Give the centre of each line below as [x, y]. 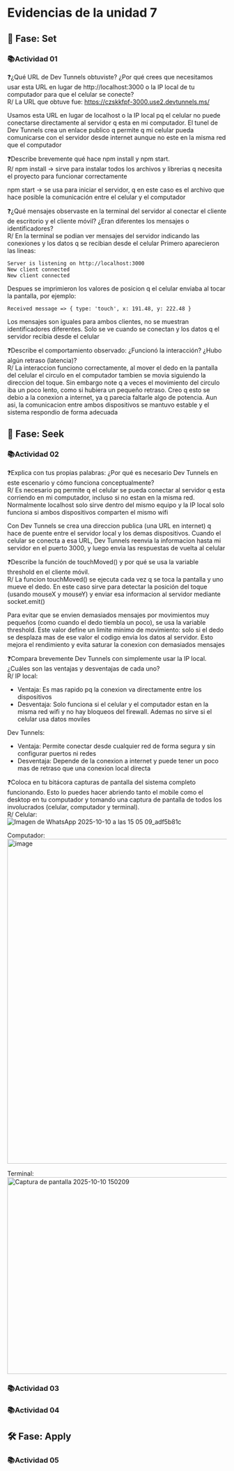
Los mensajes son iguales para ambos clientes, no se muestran [98, 321]
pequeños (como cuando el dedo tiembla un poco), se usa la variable [107, 622]
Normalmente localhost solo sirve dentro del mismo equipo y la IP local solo [116, 505]
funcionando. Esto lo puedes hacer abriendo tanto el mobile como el [106, 792]
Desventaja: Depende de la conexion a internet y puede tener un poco [118, 761]
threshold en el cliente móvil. [48, 572]
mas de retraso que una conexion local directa [84, 768]
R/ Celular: [22, 814]
